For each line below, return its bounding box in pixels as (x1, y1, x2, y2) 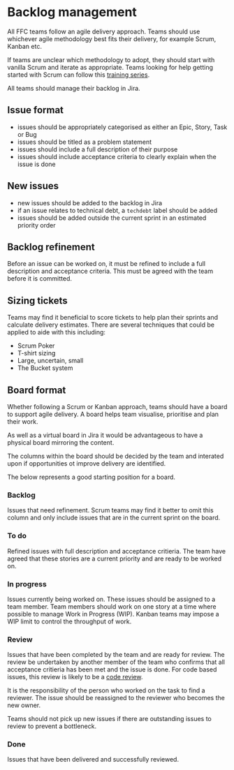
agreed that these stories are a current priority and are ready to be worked (7, 554, 222, 563)
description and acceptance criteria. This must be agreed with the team (7, 267, 214, 276)
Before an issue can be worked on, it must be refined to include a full (7, 260, 206, 268)
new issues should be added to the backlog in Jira (17, 198, 163, 207)
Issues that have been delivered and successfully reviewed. (7, 755, 180, 764)
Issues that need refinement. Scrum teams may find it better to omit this (7, 506, 214, 514)
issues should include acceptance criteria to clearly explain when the (17, 152, 217, 161)
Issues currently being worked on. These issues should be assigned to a (7, 595, 216, 603)
